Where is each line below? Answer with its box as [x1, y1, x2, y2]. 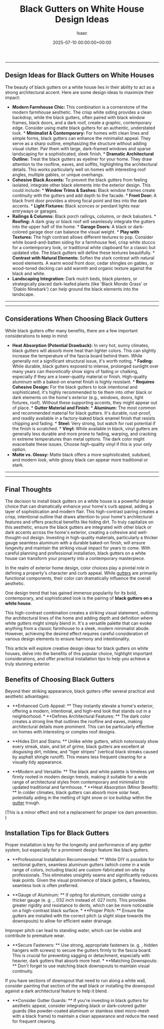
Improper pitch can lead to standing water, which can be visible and [5, 928, 142, 933]
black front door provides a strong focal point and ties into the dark [12, 197, 147, 204]
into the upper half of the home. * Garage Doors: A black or [12, 224, 133, 230]
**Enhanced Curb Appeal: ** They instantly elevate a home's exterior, [12, 703, 154, 709]
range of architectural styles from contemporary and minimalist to [12, 779, 145, 785]
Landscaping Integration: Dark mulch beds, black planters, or [12, 276, 138, 281]
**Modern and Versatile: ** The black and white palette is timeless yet [12, 769, 155, 774]
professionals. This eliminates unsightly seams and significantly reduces [12, 872, 158, 878]
